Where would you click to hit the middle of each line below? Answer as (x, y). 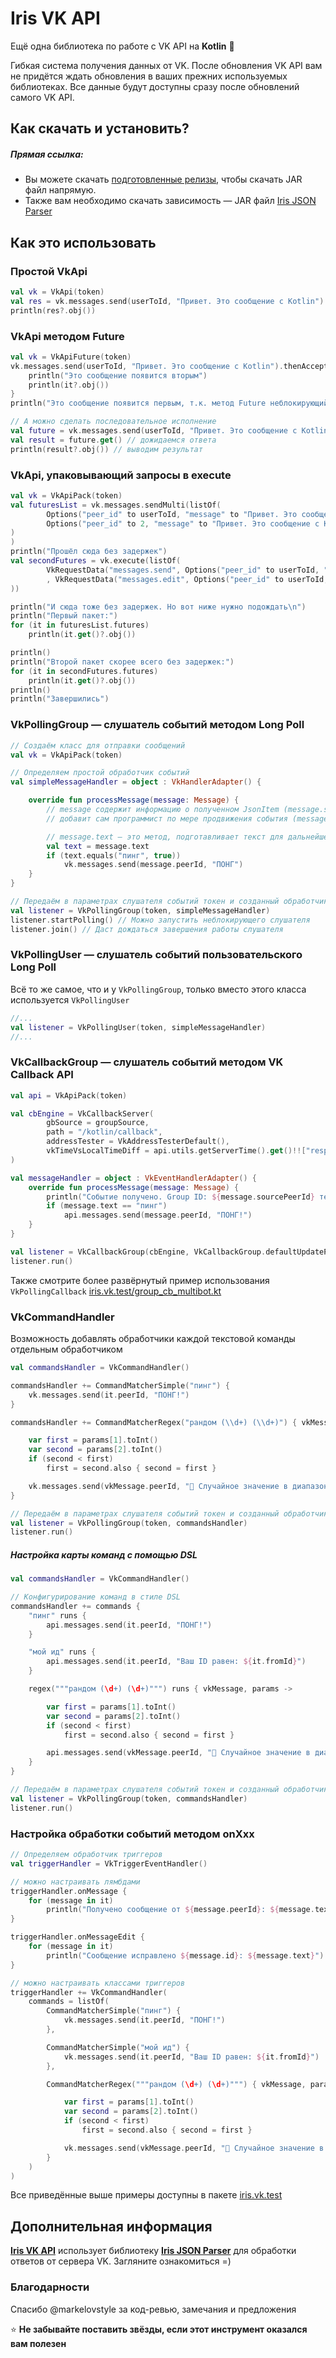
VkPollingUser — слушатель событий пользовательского (156, 955)
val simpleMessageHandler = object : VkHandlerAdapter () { (136, 782)
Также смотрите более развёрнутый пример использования (140, 1280)
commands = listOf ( (69, 2002)
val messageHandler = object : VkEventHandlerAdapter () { (133, 1178)
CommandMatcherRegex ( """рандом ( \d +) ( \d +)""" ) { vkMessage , (176, 2084)
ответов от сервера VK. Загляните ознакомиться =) (121, 2261)
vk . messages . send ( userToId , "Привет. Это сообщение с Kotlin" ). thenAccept (169, 366)
